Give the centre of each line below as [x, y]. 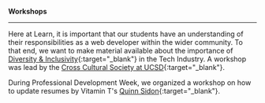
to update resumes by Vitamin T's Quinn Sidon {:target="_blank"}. [114, 91]
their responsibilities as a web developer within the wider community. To [125, 42]
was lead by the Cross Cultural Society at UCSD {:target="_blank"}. [117, 67]
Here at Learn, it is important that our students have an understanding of [126, 34]
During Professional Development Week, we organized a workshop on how [130, 83]
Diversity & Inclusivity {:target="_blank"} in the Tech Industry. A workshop [127, 59]
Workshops [28, 11]
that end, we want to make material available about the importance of [121, 51]
